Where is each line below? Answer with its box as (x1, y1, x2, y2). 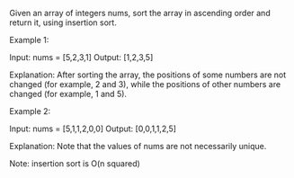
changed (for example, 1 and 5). (9, 89, 128, 99)
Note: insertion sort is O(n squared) (9, 158, 141, 169)
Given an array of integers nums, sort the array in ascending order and (9, 8, 272, 18)
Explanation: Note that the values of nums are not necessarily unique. (9, 141, 267, 151)
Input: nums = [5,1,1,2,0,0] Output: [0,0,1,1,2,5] (9, 123, 177, 134)
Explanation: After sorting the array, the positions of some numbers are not (9, 69, 287, 80)
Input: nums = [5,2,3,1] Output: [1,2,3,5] (9, 52, 154, 62)
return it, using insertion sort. (9, 17, 117, 28)
